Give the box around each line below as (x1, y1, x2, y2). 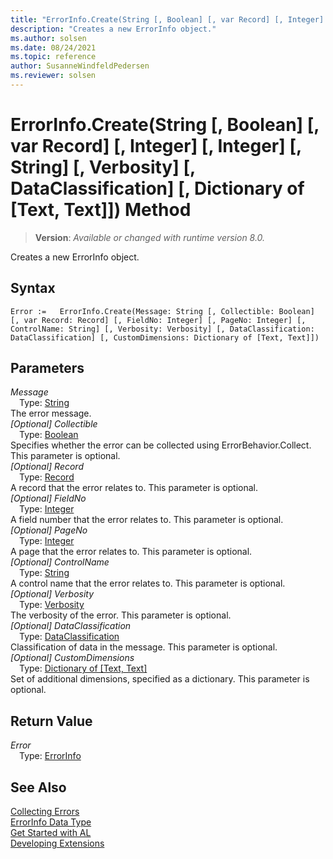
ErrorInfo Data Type (10, 816, 92, 828)
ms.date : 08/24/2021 (10, 42, 97, 53)
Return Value (10, 712, 93, 730)
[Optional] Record (10, 461, 84, 473)
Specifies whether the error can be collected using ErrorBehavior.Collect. (10, 439, 312, 451)
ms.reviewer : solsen (10, 71, 97, 81)
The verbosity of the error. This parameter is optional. (10, 609, 232, 621)
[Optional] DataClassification (10, 620, 132, 632)
